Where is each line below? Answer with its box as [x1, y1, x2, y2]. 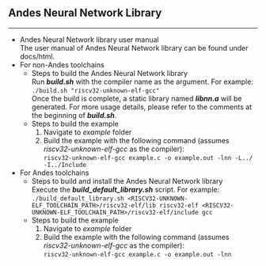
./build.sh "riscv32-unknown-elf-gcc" [31, 86, 160, 94]
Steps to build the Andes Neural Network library [31, 68, 188, 78]
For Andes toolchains [19, 168, 89, 177]
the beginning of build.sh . [31, 110, 117, 120]
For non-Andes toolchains [19, 59, 104, 70]
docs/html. [19, 51, 55, 61]
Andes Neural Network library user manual [19, 35, 160, 44]
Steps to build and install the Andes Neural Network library [31, 176, 223, 185]
